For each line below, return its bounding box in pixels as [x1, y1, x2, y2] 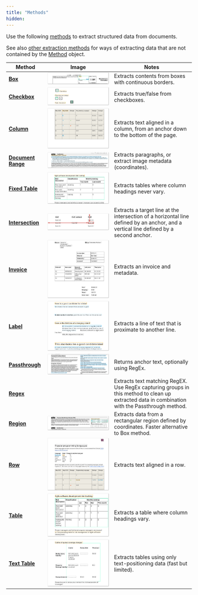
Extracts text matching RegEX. [114, 377, 187, 384]
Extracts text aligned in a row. [114, 461, 186, 468]
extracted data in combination [114, 396, 187, 403]
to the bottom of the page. [114, 132, 178, 139]
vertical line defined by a [114, 225, 174, 232]
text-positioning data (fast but [114, 560, 187, 567]
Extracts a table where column [114, 509, 188, 516]
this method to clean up [114, 390, 171, 397]
